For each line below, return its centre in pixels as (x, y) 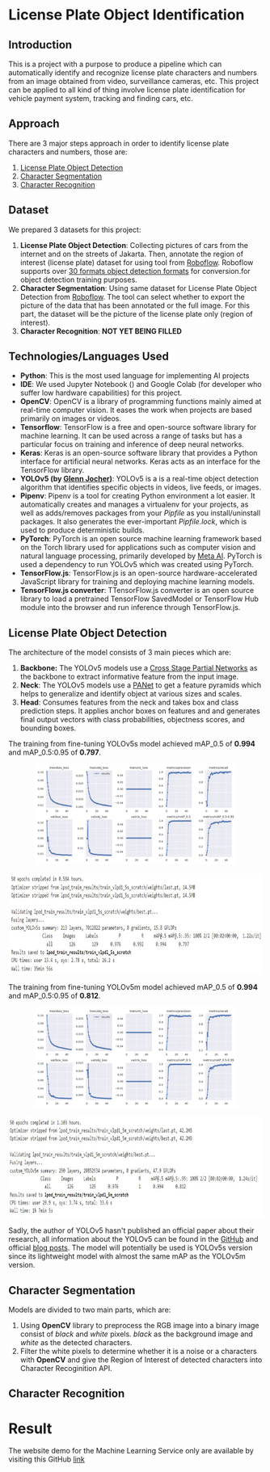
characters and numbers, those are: (68, 152)
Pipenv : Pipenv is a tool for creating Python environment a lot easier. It (138, 496)
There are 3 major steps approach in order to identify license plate (119, 143)
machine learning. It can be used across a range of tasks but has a (131, 436)
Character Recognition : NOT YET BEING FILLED (101, 331)
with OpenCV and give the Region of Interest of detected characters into (141, 1360)
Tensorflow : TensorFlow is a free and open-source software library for (138, 427)
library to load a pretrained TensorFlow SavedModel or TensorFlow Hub (139, 599)
